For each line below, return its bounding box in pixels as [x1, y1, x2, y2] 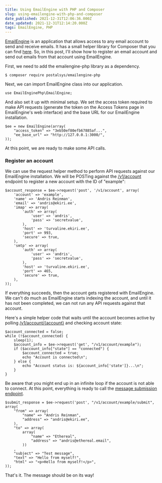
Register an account [5, 157, 54, 164]
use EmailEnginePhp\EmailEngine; [5, 91, 73, 96]
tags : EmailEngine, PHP [5, 25, 53, 30]
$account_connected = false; [5, 330, 64, 334]
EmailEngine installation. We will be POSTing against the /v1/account [5, 173, 142, 180]
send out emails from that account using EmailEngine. [5, 54, 112, 60]
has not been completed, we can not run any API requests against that [5, 300, 145, 306]
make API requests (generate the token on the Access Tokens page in [5, 104, 144, 110]
